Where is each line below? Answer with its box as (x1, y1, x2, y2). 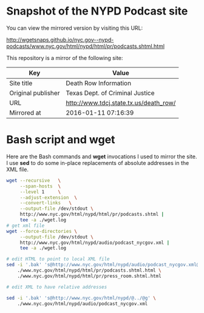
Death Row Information (66, 79, 132, 87)
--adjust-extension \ (19, 194, 78, 201)
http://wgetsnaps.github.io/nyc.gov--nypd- (6, 36, 114, 43)
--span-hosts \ (19, 183, 61, 189)
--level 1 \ (19, 189, 61, 195)
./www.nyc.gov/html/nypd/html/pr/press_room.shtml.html (17, 273, 162, 279)
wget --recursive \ (6, 177, 61, 183)
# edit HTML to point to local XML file (6, 256, 110, 262)
